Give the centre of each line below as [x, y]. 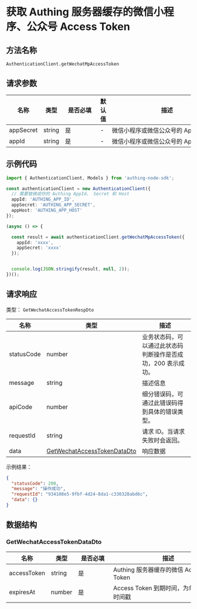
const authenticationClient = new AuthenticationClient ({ [78, 188]
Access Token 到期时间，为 [151, 588]
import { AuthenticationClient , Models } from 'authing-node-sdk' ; [90, 178]
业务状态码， [160, 337]
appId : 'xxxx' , [35, 242]
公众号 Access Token [78, 27]
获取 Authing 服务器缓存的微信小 [85, 12]
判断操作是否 [160, 354]
